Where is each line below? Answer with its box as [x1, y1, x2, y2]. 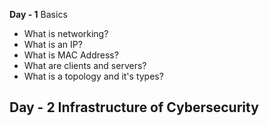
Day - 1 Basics [9, 9, 68, 20]
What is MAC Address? [23, 49, 119, 61]
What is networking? [23, 28, 109, 39]
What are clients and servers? [23, 60, 147, 71]
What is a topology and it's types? [23, 70, 164, 82]
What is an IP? [23, 39, 83, 50]
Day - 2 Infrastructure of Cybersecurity [9, 99, 259, 116]
